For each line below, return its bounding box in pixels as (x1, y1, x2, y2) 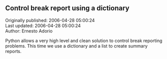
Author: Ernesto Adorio (5, 27, 53, 34)
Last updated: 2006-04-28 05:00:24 (5, 22, 81, 28)
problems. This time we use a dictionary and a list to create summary (5, 42, 148, 49)
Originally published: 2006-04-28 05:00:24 (5, 17, 95, 23)
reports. (5, 48, 22, 54)
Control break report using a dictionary (5, 4, 129, 12)
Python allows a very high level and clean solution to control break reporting (5, 37, 162, 43)
